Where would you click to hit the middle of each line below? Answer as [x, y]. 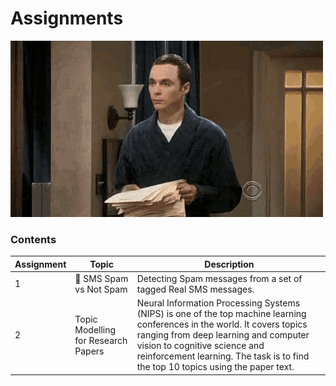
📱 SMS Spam [101, 278]
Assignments [67, 18]
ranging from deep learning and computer [223, 335]
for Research [101, 340]
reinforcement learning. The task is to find [223, 356]
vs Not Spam [101, 289]
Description [229, 264]
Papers [89, 351]
